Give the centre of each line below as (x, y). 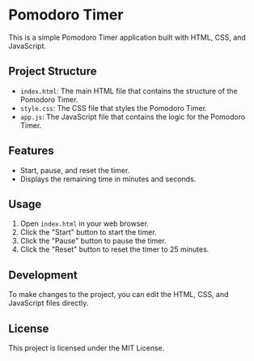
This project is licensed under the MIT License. (87, 348)
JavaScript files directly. (49, 303)
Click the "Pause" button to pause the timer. (93, 241)
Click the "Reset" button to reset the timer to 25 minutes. (114, 249)
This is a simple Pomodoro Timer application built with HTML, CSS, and (127, 37)
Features (31, 151)
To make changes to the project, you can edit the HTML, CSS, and (119, 295)
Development (43, 275)
